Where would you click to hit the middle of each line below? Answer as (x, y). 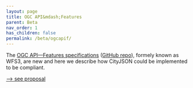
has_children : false (31, 33)
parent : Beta (22, 22)
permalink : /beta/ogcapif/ (39, 38)
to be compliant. (26, 67)
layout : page (22, 11)
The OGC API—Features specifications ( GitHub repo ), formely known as (92, 55)
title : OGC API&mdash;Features (44, 17)
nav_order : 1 (22, 28)
